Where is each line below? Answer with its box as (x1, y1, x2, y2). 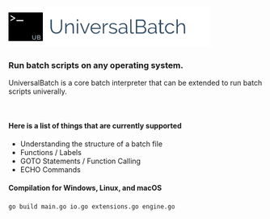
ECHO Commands (19, 164, 81, 175)
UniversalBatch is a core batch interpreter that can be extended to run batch (8, 78, 263, 88)
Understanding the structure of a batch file (19, 139, 163, 149)
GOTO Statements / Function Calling (19, 156, 141, 166)
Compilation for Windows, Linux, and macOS (8, 183, 162, 193)
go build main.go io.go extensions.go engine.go (8, 202, 175, 211)
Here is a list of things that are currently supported (8, 120, 182, 130)
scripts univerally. (8, 86, 67, 96)
